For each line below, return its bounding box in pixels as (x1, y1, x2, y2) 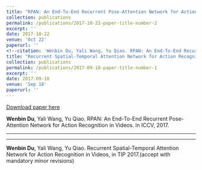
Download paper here (6, 103, 60, 111)
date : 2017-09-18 (6, 76, 50, 82)
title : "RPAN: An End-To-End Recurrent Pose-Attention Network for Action (6, 8, 198, 15)
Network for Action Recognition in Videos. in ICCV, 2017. (29, 121, 170, 129)
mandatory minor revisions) (6, 157, 75, 164)
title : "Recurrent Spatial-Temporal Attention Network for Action (6, 53, 176, 59)
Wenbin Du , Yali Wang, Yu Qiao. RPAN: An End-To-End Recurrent (6, 115, 168, 122)
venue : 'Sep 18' (6, 82, 47, 88)
